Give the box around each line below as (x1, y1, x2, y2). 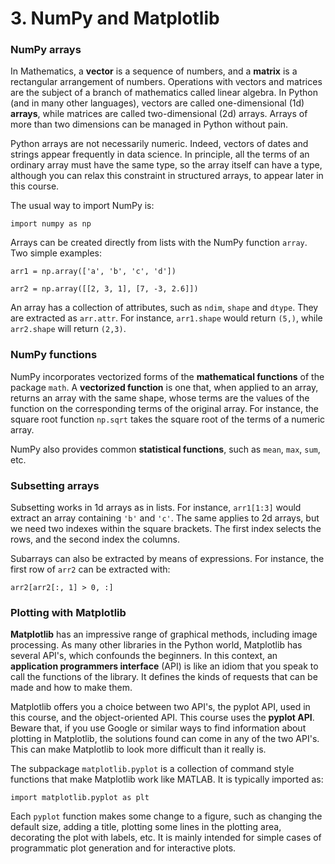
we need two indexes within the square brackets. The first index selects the (10, 523, 322, 535)
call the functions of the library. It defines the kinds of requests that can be (10, 671, 318, 683)
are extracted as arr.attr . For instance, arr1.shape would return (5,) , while (10, 312, 323, 324)
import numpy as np (10, 219, 92, 229)
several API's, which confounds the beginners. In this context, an (10, 650, 278, 662)
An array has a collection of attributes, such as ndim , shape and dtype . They (10, 302, 319, 314)
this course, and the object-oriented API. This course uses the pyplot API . (10, 712, 315, 724)
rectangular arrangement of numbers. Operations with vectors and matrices (10, 76, 323, 88)
